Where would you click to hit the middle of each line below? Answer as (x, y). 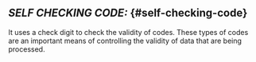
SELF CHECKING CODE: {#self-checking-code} (128, 13)
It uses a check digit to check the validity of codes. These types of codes (128, 32)
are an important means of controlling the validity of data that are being (125, 41)
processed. (27, 49)
